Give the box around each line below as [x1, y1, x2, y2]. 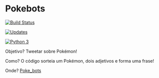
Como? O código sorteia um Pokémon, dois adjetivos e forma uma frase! [5, 58, 155, 64]
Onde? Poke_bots [5, 68, 41, 74]
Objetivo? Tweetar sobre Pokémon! [5, 48, 77, 54]
